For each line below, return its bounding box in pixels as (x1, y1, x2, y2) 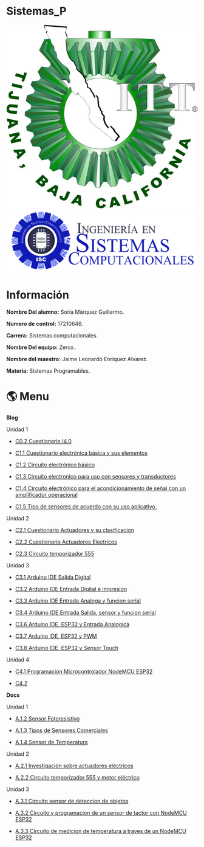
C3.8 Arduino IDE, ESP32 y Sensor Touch (15, 644, 119, 651)
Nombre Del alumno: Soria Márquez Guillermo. (6, 308, 124, 316)
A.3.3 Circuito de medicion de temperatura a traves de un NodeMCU (15, 827, 186, 834)
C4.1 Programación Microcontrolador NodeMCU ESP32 (15, 668, 153, 675)
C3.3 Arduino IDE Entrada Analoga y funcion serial (15, 597, 141, 604)
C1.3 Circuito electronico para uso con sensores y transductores (15, 472, 176, 480)
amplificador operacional (15, 491, 78, 498)
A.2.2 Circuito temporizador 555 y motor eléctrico (15, 773, 140, 781)
